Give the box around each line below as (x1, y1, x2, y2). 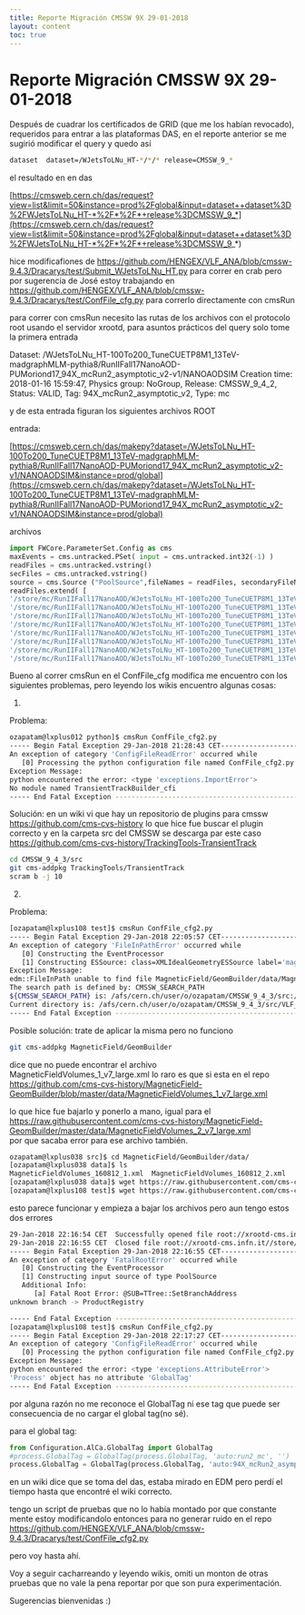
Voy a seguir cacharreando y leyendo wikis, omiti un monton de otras (9, 1568, 269, 1579)
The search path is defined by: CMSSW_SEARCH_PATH (9, 983, 205, 992)
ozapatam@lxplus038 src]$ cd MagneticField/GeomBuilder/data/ (9, 1153, 250, 1162)
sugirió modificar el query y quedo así (9, 138, 152, 149)
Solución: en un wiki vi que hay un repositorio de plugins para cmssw (9, 808, 269, 819)
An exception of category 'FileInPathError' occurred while (9, 940, 242, 950)
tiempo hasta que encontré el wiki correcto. (9, 1486, 172, 1498)
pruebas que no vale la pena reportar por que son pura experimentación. (9, 1578, 282, 1589)
